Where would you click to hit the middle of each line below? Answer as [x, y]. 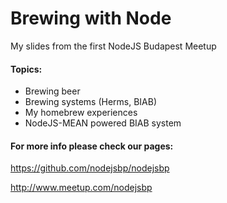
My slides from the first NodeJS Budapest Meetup [113, 46]
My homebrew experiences [81, 113]
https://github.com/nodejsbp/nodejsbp [90, 168]
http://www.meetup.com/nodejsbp [81, 188]
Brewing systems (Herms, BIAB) [91, 102]
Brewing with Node [91, 18]
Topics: [26, 69]
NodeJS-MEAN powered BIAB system [103, 123]
